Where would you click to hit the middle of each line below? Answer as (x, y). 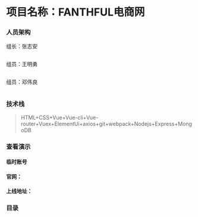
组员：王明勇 (22, 64)
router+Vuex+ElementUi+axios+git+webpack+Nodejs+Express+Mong (106, 124)
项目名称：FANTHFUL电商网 (76, 12)
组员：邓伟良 (22, 82)
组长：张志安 (22, 46)
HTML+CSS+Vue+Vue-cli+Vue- (59, 117)
